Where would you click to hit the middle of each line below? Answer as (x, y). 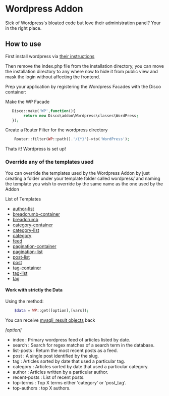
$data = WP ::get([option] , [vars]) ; (52, 310)
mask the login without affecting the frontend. (53, 77)
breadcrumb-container (36, 214)
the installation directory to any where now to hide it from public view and (81, 71)
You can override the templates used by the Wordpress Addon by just (77, 173)
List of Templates (23, 199)
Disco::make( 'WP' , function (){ (44, 111)
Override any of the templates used (49, 162)
